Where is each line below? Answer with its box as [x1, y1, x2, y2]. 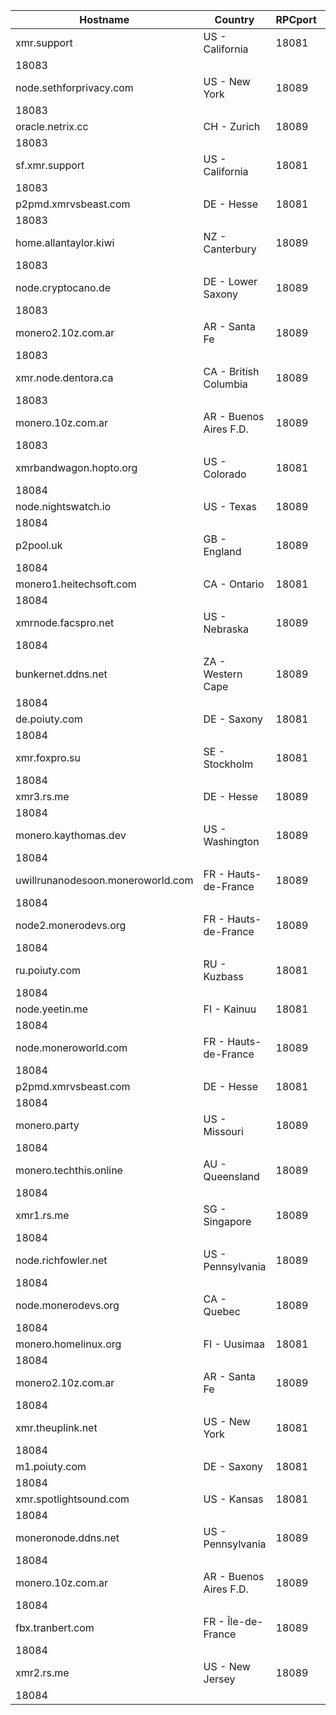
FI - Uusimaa [203, 1337, 265, 1351]
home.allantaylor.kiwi [15, 236, 115, 249]
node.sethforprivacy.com [15, 81, 134, 94]
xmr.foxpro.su [15, 751, 81, 764]
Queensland [203, 1170, 260, 1183]
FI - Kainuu [203, 1002, 257, 1016]
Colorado [203, 467, 247, 481]
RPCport [275, 13, 317, 26]
